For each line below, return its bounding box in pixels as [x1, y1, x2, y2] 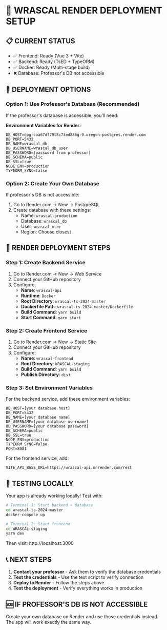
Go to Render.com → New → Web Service [13, 270, 102, 277]
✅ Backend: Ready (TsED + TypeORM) [13, 58, 95, 65]
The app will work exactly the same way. [6, 619, 92, 625]
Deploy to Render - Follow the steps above [13, 580, 105, 586]
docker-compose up [6, 512, 45, 517]
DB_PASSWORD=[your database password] [6, 424, 89, 429]
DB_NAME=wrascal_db [6, 141, 48, 146]
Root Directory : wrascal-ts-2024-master [20, 298, 106, 304]
